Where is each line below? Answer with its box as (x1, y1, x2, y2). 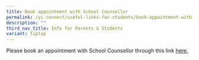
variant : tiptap (6, 31, 46, 37)
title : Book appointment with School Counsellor (6, 8, 129, 15)
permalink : (6, 14, 33, 20)
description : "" (6, 20, 46, 26)
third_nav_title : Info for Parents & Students (6, 25, 123, 31)
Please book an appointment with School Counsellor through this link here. (6, 47, 188, 54)
